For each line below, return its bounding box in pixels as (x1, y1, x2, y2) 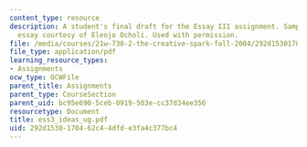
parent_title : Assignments (9, 81, 112, 90)
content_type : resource (9, 13, 101, 23)
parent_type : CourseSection (9, 89, 117, 99)
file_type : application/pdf (9, 47, 117, 57)
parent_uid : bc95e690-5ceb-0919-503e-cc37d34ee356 (9, 98, 206, 108)
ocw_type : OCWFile (9, 73, 79, 82)
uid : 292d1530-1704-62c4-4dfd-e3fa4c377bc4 (9, 124, 178, 133)
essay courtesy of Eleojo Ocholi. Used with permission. (17, 30, 239, 39)
